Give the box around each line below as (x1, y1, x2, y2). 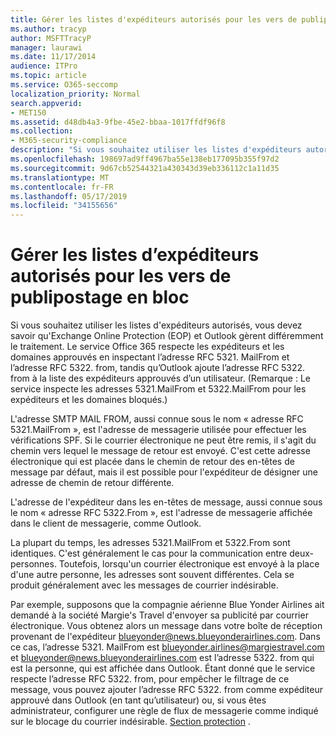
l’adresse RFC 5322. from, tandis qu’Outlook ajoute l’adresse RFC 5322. (10, 362, 306, 374)
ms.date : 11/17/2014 (10, 52, 97, 62)
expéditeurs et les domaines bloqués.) (10, 394, 168, 406)
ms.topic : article (10, 71, 87, 81)
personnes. (10, 558, 57, 570)
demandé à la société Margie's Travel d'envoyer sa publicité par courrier (10, 609, 309, 621)
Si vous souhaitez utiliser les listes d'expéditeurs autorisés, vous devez (10, 319, 303, 331)
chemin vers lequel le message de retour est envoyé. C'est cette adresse (10, 445, 311, 457)
